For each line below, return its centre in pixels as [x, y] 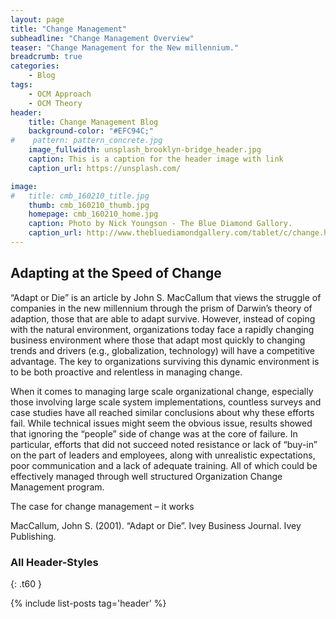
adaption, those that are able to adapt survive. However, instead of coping [163, 318]
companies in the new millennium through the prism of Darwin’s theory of [161, 308]
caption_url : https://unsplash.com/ [105, 168]
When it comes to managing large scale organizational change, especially [162, 391]
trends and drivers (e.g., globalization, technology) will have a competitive [162, 350]
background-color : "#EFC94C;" [91, 131]
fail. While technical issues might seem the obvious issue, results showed [161, 423]
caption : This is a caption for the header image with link [156, 159]
